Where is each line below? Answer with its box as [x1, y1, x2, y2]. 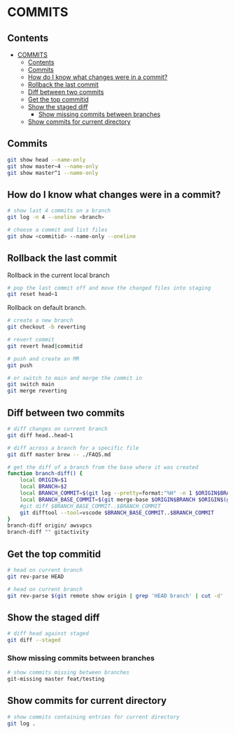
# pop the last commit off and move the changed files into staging [7, 284, 211, 291]
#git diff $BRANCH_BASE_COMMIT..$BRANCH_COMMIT [20, 502, 161, 509]
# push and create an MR [7, 355, 80, 362]
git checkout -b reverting [7, 323, 86, 331]
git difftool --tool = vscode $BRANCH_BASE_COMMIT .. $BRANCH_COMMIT [20, 509, 215, 516]
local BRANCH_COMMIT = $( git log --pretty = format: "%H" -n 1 [20, 490, 192, 497]
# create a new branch [7, 317, 73, 324]
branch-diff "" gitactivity [7, 529, 90, 536]
